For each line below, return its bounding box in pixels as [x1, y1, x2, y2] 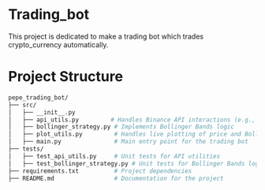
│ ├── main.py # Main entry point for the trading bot [8, 138, 248, 146]
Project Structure [8, 68, 124, 86]
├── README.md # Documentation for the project [8, 174, 224, 182]
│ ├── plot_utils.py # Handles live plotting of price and [8, 130, 242, 139]
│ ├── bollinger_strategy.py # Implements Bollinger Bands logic [8, 123, 235, 131]
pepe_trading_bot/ [8, 93, 69, 102]
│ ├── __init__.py [8, 108, 77, 116]
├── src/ [8, 101, 37, 109]
